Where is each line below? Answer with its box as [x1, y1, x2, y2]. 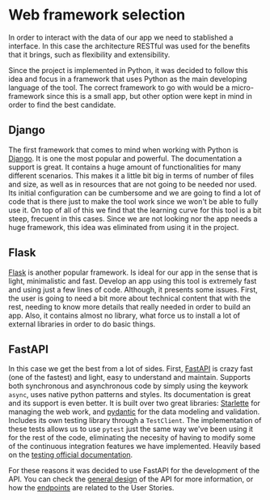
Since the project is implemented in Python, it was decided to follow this [8, 65, 249, 75]
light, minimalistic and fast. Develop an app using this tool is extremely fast [8, 276, 257, 285]
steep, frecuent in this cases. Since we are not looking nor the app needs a [8, 213, 258, 224]
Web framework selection [8, 6, 186, 24]
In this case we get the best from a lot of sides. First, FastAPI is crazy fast [8, 364, 253, 374]
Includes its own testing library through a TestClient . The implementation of [8, 416, 262, 425]
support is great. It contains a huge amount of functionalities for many [8, 162, 241, 172]
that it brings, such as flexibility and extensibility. [8, 49, 171, 59]
